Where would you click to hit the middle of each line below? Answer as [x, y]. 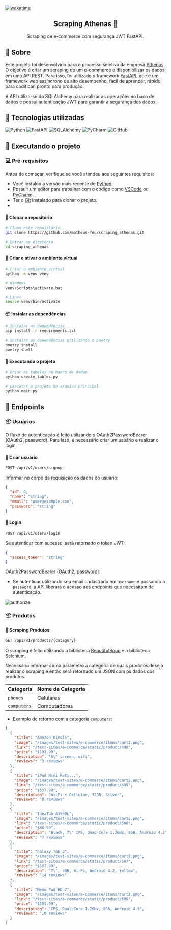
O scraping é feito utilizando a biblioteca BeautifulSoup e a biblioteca [78, 651]
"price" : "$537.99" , [36, 790]
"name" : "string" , [30, 497]
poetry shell [19, 350]
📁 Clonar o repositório [29, 217]
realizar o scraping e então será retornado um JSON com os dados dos [80, 671]
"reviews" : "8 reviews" [40, 799]
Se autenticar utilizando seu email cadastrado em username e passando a [89, 582]
